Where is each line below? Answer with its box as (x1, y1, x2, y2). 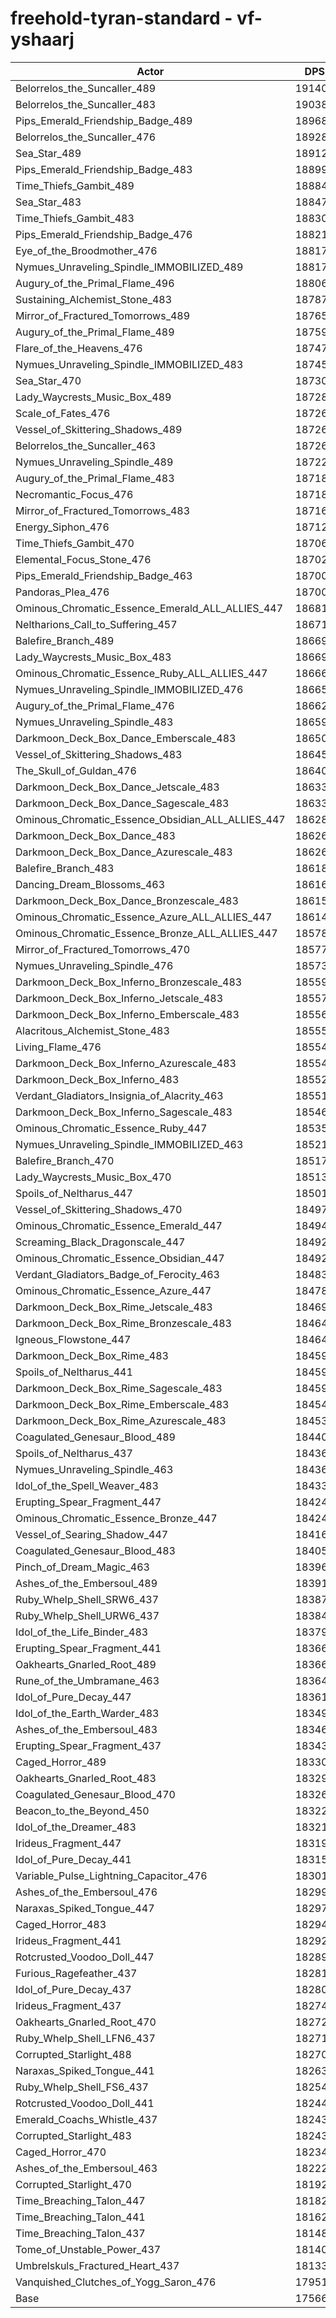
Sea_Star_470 (15, 373, 82, 387)
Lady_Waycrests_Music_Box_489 (15, 390, 172, 404)
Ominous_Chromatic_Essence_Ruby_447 (15, 1121, 208, 1135)
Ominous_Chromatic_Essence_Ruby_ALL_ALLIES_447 (15, 666, 268, 680)
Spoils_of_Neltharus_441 (15, 1365, 133, 1379)
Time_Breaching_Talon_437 (15, 2226, 146, 2240)
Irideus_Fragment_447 (15, 1836, 122, 1850)
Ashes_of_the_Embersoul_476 (15, 1885, 158, 1899)
